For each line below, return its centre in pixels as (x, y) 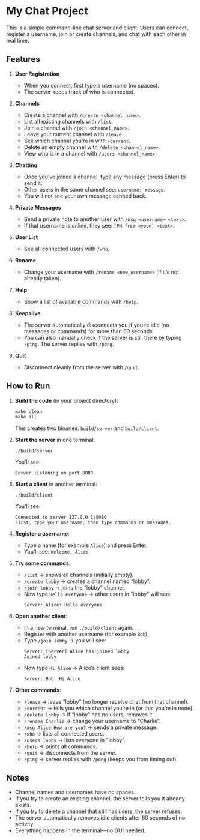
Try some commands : (43, 563)
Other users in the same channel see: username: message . (94, 189)
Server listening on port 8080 (54, 473)
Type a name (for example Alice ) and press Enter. (86, 545)
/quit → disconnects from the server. (70, 752)
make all (26, 417)
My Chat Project (47, 11)
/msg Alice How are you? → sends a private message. (91, 727)
